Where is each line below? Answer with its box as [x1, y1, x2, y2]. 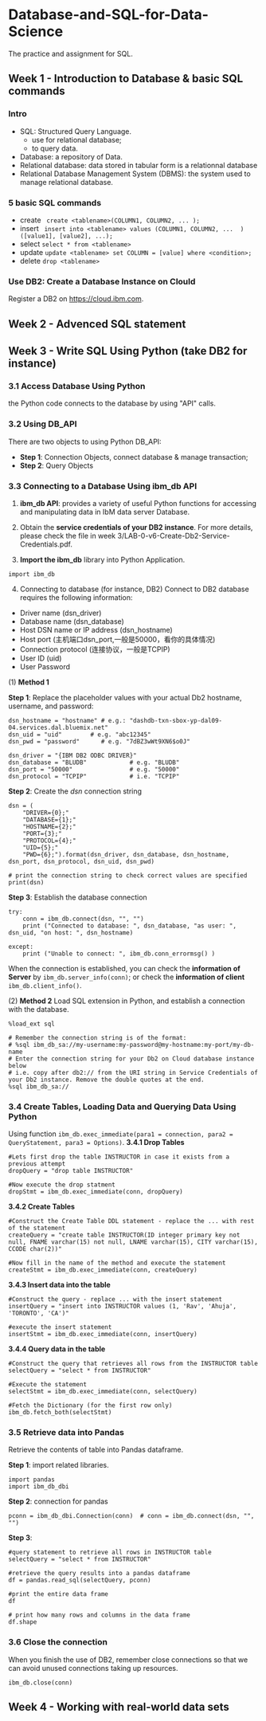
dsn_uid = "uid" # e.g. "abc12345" [8, 731, 151, 739]
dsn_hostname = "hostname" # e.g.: [8, 716, 127, 724]
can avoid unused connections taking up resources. [8, 1663, 178, 1672]
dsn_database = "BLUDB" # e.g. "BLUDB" [8, 759, 180, 766]
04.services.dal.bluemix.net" [8, 723, 109, 731]
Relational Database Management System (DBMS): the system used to [19, 169, 251, 178]
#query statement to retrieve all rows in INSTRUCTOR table [8, 1548, 213, 1557]
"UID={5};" [22, 843, 59, 852]
